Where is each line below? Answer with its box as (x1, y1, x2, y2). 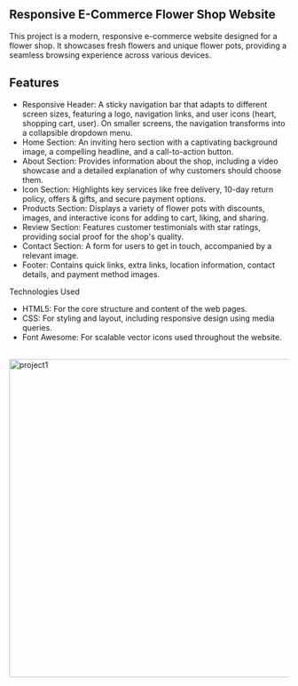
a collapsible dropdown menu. (21, 127, 133, 138)
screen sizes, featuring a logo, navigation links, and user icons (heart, (21, 108, 277, 119)
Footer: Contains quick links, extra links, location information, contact (21, 259, 276, 270)
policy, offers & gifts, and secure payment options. (21, 193, 207, 203)
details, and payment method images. (21, 268, 161, 279)
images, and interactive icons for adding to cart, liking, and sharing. (21, 212, 269, 223)
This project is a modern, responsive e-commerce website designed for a (9, 30, 278, 41)
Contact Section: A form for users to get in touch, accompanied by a (21, 240, 272, 251)
